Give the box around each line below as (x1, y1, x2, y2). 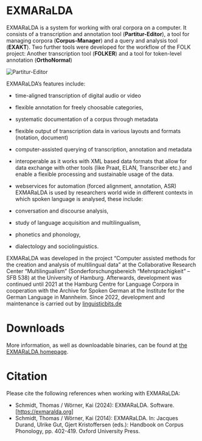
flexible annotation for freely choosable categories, (15, 103, 144, 111)
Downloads (6, 321, 65, 335)
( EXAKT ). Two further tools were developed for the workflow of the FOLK (6, 43, 191, 51)
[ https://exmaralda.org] (15, 407, 74, 415)
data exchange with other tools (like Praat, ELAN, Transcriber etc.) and (15, 164, 192, 171)
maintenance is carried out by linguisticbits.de (6, 300, 122, 307)
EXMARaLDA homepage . (6, 348, 69, 355)
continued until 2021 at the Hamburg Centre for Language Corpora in (6, 280, 179, 288)
